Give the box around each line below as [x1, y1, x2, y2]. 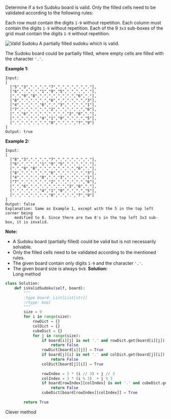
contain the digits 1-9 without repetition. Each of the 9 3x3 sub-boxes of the [5, 25, 163, 31]
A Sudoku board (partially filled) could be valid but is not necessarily [12, 239, 156, 244]
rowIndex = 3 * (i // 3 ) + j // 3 [41, 371, 115, 376]
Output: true [5, 129, 33, 134]
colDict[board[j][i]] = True [41, 361, 103, 367]
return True [23, 400, 49, 405]
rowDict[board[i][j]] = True [41, 347, 103, 353]
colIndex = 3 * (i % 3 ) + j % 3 [41, 376, 113, 381]
